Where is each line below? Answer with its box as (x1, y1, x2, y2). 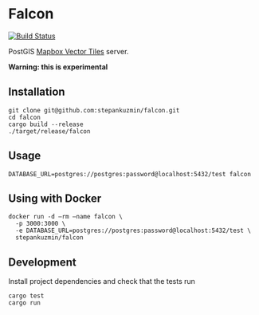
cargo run (8, 299, 41, 307)
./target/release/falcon (8, 127, 91, 136)
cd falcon (8, 113, 41, 121)
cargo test (8, 292, 45, 300)
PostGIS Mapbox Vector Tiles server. (8, 46, 129, 56)
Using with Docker (8, 191, 102, 205)
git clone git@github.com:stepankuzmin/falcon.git (8, 106, 180, 114)
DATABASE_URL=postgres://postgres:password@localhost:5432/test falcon (8, 170, 251, 178)
